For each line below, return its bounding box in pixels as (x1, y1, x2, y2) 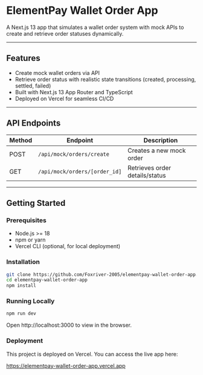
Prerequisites (6, 216, 47, 224)
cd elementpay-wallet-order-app (6, 277, 88, 283)
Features (6, 53, 40, 63)
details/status (127, 171, 166, 179)
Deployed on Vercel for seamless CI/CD (14, 95, 114, 102)
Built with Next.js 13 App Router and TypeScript (14, 88, 133, 95)
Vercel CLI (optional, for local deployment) (14, 243, 121, 250)
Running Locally (6, 297, 55, 306)
